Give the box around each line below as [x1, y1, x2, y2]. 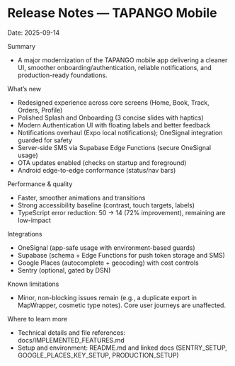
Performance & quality [7, 179, 73, 188]
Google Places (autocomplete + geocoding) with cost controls [17, 258, 200, 267]
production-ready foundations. [17, 71, 108, 79]
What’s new [7, 84, 42, 93]
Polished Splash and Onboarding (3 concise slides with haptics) [17, 113, 204, 122]
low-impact [17, 216, 52, 224]
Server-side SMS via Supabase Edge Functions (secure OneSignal [17, 143, 211, 151]
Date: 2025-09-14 [7, 28, 60, 37]
